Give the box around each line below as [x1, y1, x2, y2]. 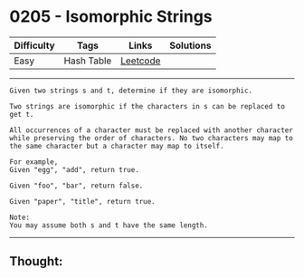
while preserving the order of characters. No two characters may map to [9, 133, 294, 142]
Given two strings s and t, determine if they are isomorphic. [9, 86, 253, 95]
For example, [9, 157, 59, 167]
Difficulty [14, 39, 56, 52]
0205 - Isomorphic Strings [9, 6, 213, 27]
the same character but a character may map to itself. [9, 141, 224, 150]
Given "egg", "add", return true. [9, 165, 140, 174]
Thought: [9, 254, 63, 269]
